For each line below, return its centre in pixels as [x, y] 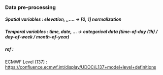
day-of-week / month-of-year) [37, 37]
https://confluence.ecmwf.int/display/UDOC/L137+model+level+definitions [81, 67]
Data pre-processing [30, 7]
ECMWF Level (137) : [26, 62]
